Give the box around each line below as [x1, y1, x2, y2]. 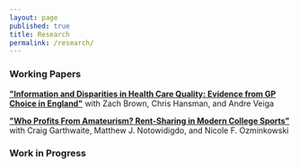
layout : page [9, 13, 58, 22]
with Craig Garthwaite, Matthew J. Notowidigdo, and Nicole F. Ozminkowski [9, 125, 289, 136]
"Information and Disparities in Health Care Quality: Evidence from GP [9, 88, 277, 99]
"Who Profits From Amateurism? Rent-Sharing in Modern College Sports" [9, 115, 290, 126]
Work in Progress [9, 147, 87, 160]
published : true [9, 22, 70, 31]
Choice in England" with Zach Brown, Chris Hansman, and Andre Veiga [9, 98, 275, 109]
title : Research [9, 30, 70, 39]
